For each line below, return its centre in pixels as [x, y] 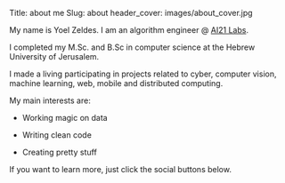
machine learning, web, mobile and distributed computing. [116, 83]
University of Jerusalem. [54, 56]
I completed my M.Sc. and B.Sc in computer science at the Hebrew [132, 47]
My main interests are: [50, 100]
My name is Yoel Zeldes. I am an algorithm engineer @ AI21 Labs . [129, 30]
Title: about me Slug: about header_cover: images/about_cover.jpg [131, 13]
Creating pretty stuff [60, 152]
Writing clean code [57, 135]
